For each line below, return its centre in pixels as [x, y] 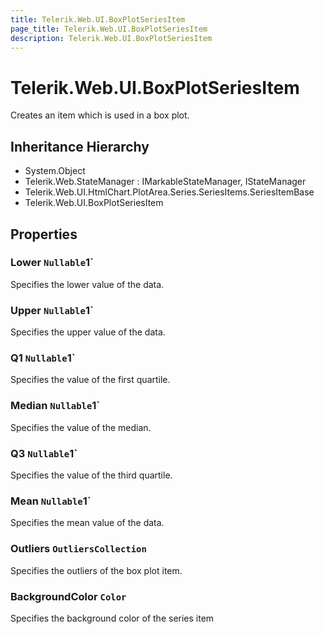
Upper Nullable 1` [52, 310]
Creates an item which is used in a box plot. [100, 115]
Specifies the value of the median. [81, 427]
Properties [44, 234]
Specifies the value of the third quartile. [91, 475]
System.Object [55, 171]
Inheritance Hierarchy [80, 146]
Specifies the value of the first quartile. [90, 380]
